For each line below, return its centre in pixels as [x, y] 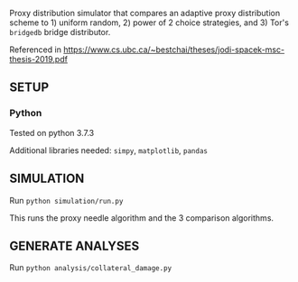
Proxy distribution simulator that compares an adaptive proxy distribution [145, 13]
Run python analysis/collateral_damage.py [91, 268]
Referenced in [35, 50]
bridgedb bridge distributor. [60, 32]
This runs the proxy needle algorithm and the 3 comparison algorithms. [141, 218]
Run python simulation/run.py [66, 200]
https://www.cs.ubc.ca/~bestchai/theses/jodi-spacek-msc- [174, 50]
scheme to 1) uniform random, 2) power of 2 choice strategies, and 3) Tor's [149, 23]
